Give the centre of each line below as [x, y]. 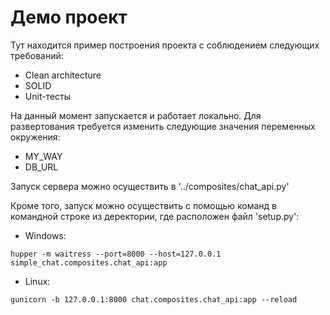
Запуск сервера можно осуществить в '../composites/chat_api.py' [150, 186]
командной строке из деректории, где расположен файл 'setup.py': [155, 216]
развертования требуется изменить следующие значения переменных [163, 126]
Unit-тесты [48, 96]
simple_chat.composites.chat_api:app [89, 262]
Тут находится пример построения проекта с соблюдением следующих [165, 45]
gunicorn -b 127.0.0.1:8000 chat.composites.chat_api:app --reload [154, 299]
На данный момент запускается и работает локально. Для [136, 115]
